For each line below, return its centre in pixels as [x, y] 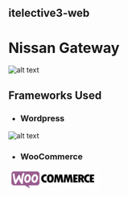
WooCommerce [51, 156]
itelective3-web [49, 13]
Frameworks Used [55, 95]
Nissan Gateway [64, 48]
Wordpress [42, 118]
